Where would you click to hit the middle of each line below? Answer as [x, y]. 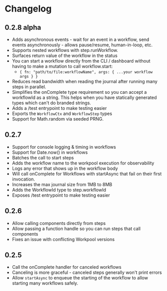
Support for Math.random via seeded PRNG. [58, 119]
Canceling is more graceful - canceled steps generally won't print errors [87, 272]
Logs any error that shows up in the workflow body [65, 168]
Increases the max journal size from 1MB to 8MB [62, 184]
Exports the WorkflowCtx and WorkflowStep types [62, 113]
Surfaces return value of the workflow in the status [65, 55]
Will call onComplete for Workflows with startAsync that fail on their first [87, 173]
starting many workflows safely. [45, 283]
